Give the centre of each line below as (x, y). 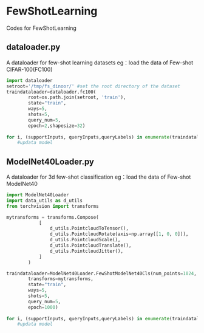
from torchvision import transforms (53, 206)
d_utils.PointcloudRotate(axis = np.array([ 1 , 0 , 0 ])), (119, 234)
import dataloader (29, 80)
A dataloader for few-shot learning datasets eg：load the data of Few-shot (100, 63)
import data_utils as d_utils (45, 201)
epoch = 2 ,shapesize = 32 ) (57, 126)
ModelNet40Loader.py (50, 161)
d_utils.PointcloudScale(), (85, 240)
